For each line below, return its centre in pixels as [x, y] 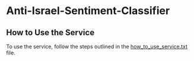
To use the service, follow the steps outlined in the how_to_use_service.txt [97, 46]
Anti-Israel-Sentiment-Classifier [88, 11]
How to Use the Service [50, 33]
